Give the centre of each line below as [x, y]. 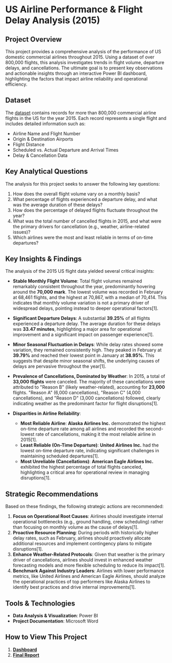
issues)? [21, 232]
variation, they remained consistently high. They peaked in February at [87, 350]
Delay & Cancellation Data [40, 155]
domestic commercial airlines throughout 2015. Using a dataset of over [80, 57]
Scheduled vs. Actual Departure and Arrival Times [66, 150]
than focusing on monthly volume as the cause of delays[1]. [76, 527]
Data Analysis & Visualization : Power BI [55, 616]
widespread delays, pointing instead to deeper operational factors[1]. [85, 308]
